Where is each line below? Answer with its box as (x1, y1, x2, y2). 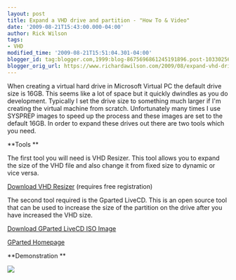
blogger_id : (7, 56, 42, 63)
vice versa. (7, 168, 39, 177)
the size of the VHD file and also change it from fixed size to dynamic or (7, 161, 216, 169)
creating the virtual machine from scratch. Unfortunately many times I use (7, 104, 221, 112)
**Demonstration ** (7, 251, 66, 260)
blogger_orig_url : (7, 62, 61, 69)
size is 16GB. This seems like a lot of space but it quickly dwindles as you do (7, 89, 228, 98)
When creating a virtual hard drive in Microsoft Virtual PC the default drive (7, 81, 222, 90)
